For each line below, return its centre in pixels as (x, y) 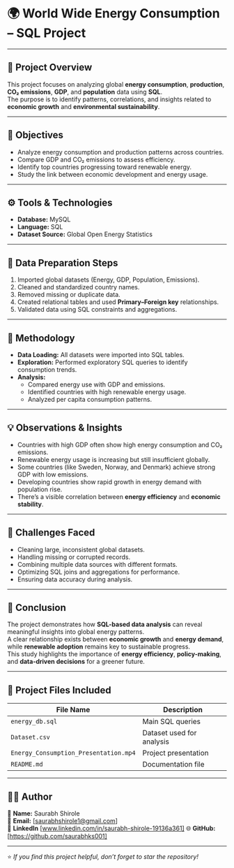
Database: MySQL (44, 219)
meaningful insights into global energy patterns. (76, 632)
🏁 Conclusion (37, 608)
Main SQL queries (171, 722)
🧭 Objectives (36, 135)
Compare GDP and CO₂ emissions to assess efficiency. (96, 159)
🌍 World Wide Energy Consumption (114, 14)
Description (183, 710)
